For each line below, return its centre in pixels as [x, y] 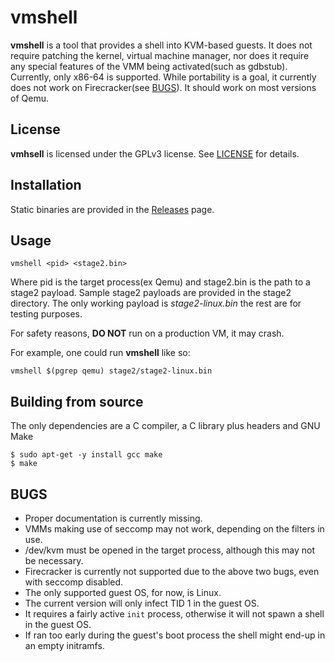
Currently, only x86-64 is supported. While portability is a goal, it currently [163, 77]
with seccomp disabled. [74, 582]
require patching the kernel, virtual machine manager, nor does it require [160, 55]
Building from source [77, 401]
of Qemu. [29, 98]
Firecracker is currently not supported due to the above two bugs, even [172, 571]
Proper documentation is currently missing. [113, 518]
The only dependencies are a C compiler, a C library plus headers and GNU [165, 426]
